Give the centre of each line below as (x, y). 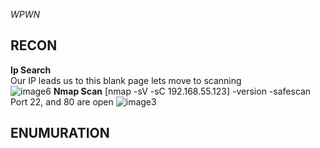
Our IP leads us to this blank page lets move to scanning (126, 80)
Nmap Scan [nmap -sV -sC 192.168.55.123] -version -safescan (182, 91)
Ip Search (31, 70)
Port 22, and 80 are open (62, 101)
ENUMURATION (60, 133)
